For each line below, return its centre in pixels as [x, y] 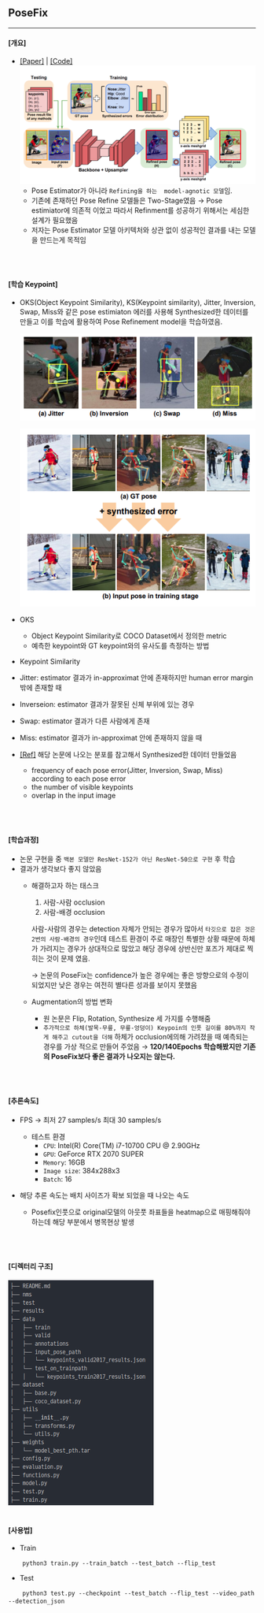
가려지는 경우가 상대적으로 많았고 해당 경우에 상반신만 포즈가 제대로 [143, 948]
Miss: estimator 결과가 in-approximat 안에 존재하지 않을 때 [111, 738]
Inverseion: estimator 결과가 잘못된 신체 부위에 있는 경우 [107, 704]
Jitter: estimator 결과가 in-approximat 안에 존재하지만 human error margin [136, 678]
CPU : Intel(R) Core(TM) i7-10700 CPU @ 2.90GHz [121, 1145]
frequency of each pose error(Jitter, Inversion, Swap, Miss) [127, 771]
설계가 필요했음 [55, 220]
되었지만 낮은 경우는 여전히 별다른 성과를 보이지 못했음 [114, 985]
